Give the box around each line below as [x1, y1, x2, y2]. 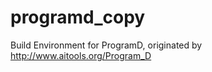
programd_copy [10, 6, 146, 29]
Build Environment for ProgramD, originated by [10, 39, 203, 51]
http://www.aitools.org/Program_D [10, 49, 152, 61]
